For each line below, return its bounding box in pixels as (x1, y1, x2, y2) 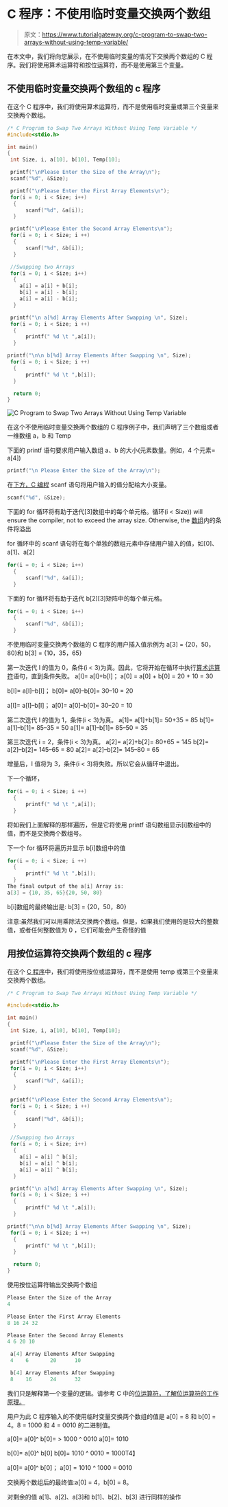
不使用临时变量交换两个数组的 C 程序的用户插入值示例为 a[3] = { (7, 640, 188, 648)
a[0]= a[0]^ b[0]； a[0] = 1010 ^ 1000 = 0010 (7, 1463, 133, 1471)
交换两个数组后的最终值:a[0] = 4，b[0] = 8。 (7, 1478, 133, 1486)
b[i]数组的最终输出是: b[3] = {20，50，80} (7, 902, 127, 911)
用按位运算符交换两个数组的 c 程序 (7, 948, 152, 959)
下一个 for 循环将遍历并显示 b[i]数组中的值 (7, 843, 126, 852)
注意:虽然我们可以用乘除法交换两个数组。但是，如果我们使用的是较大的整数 (7, 917, 219, 925)
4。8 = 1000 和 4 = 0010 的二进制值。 (7, 1420, 114, 1429)
